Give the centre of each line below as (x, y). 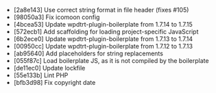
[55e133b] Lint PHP (41, 75)
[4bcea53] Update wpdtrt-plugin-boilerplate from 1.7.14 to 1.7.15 (103, 24)
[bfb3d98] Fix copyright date (55, 82)
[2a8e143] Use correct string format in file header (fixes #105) (101, 10)
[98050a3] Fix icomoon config (57, 17)
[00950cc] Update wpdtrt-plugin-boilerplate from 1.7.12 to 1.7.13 (103, 46)
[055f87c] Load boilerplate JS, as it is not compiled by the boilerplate (111, 61)
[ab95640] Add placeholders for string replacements (88, 53)
